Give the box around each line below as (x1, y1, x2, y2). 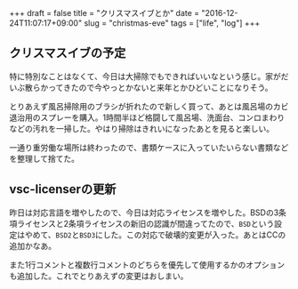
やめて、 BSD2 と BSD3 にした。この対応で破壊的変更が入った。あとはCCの (24, 229, 286, 240)
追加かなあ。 (9, 240, 56, 251)
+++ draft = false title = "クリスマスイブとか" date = (9, 8, 200, 18)
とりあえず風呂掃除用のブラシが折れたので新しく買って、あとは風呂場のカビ (9, 100, 289, 111)
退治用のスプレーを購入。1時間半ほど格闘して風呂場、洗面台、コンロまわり (9, 112, 286, 123)
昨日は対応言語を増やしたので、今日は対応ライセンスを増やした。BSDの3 (9, 207, 279, 218)
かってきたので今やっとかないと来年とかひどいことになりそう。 (39, 82, 273, 92)
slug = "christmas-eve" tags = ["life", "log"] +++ (84, 18, 261, 28)
